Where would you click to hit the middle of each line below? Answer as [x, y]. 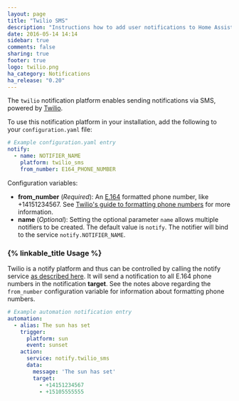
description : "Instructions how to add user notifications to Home [110, 27]
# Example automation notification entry [70, 312]
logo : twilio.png [33, 67]
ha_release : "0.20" [36, 80]
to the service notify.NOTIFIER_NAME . [71, 234]
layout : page [27, 14]
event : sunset [47, 345]
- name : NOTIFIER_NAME [47, 156]
